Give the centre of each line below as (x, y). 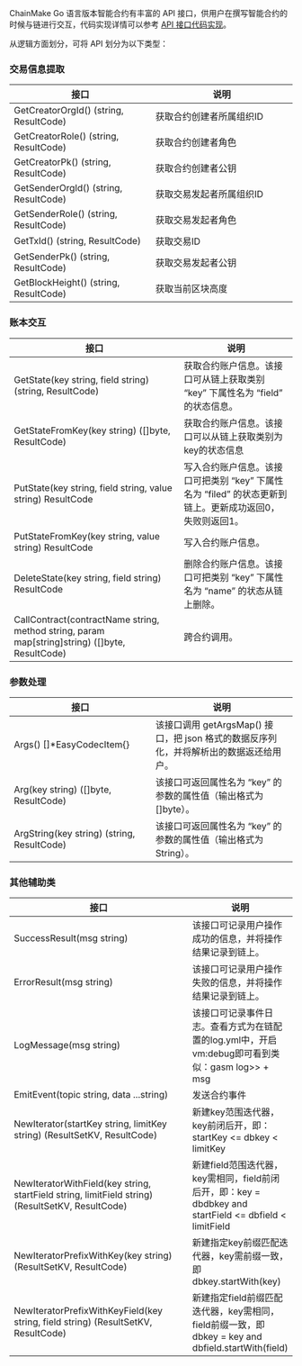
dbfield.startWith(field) (240, 1348)
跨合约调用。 (211, 637)
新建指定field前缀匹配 (237, 1298)
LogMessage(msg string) (67, 1045)
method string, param (59, 630)
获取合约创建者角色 (196, 142)
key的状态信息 (214, 450)
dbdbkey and (220, 1204)
